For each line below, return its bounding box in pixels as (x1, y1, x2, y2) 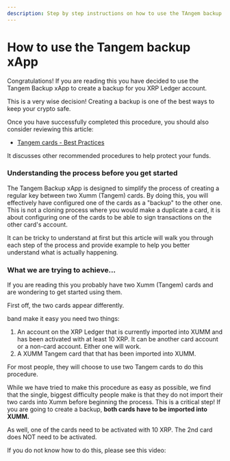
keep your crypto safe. (7, 104, 71, 113)
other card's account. (7, 220, 68, 228)
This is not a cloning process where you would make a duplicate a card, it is (7, 206, 221, 214)
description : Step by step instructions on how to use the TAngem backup (7, 10, 222, 17)
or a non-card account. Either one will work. (16, 343, 142, 351)
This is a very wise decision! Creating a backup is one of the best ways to (7, 97, 215, 105)
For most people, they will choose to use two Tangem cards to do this (7, 363, 203, 371)
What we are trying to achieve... (7, 265, 116, 274)
